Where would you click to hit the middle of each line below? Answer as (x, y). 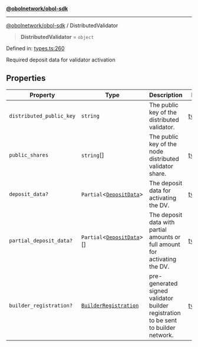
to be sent (163, 320)
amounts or (165, 237)
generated (164, 283)
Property (42, 95)
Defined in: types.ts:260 (35, 48)
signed (159, 290)
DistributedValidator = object (57, 37)
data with (162, 222)
